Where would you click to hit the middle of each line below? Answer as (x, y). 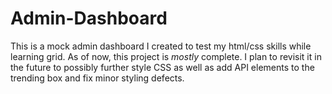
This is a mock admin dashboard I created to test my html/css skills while (161, 46)
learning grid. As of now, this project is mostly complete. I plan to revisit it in (166, 56)
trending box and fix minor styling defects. (97, 78)
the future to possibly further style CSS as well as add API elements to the (162, 67)
